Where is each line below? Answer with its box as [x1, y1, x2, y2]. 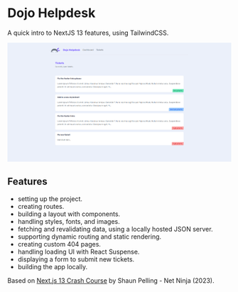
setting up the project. [17, 194, 83, 203]
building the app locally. [17, 262, 88, 271]
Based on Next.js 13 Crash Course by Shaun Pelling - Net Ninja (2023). [7, 276, 215, 285]
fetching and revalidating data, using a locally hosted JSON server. [17, 225, 213, 233]
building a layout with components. [17, 210, 121, 218]
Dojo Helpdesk [7, 5, 96, 21]
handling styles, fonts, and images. [17, 217, 121, 225]
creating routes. [17, 202, 65, 210]
